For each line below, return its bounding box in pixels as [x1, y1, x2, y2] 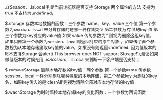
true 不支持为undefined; [5, 10, 54, 16]
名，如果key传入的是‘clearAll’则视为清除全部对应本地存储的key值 [5, 79, 135, 85]
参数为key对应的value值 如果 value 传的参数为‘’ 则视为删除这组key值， [13, 33, 155, 38]
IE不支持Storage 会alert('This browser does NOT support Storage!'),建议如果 [5, 51, 159, 57]
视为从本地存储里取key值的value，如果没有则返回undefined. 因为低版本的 [9, 45, 157, 50]
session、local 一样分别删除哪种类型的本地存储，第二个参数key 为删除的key [5, 73, 157, 79]
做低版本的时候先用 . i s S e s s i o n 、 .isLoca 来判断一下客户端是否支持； [5, 57, 140, 62]
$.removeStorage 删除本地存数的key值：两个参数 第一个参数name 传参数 [5, 67, 151, 72]
